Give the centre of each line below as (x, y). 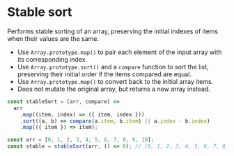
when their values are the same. (53, 38)
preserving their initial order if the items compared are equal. (104, 74)
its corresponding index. (52, 59)
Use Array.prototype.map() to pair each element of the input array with (119, 52)
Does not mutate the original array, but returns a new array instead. (114, 89)
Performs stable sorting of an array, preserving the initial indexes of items (112, 31)
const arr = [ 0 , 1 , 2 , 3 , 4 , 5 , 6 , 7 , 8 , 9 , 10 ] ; (81, 140)
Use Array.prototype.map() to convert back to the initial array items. (115, 81)
